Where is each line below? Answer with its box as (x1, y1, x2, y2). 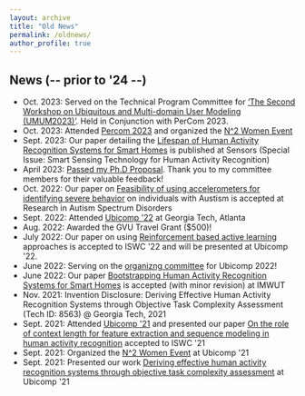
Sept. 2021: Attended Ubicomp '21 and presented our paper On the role (22, 319, 290, 330)
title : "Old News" (9, 22, 79, 31)
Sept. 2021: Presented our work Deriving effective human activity (22, 357, 267, 368)
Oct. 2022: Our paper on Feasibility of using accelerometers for (22, 183, 261, 194)
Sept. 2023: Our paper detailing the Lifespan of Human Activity (22, 135, 260, 146)
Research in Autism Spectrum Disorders (22, 203, 172, 213)
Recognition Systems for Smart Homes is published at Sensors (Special (22, 144, 290, 155)
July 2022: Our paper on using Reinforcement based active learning (22, 232, 277, 243)
